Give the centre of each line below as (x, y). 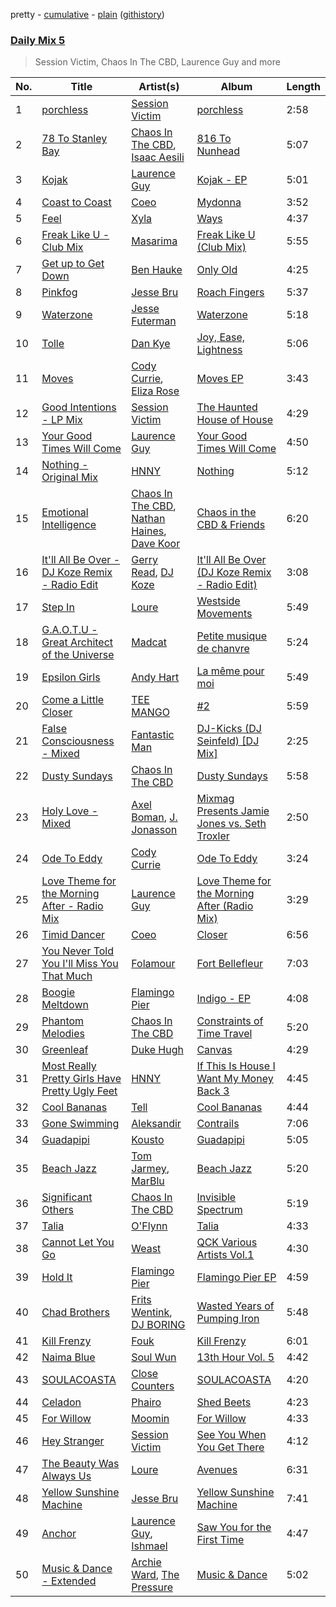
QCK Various (227, 1242)
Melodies (63, 1034)
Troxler (213, 836)
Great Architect (77, 642)
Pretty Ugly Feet (79, 1091)
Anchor (59, 1534)
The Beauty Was (80, 1464)
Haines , (149, 531)
